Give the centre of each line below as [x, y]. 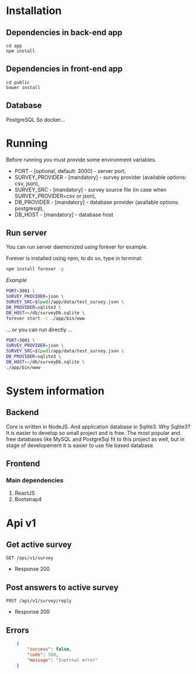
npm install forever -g [35, 269]
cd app [14, 46]
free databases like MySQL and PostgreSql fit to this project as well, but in [95, 439]
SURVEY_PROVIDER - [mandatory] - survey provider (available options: [100, 177]
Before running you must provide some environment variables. [81, 159]
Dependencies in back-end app [64, 33]
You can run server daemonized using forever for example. [77, 247]
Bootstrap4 [28, 499]
